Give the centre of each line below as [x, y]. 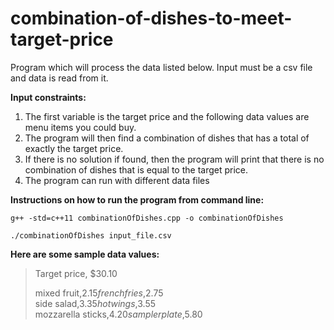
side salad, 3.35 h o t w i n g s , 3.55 [95, 303]
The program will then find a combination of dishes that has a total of [167, 138]
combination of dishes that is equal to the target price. [136, 169]
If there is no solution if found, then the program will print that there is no [174, 159]
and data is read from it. [59, 78]
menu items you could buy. [80, 127]
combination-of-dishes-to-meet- [151, 18]
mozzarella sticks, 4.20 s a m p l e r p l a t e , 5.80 [118, 314]
